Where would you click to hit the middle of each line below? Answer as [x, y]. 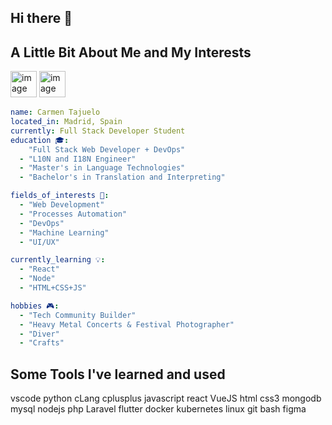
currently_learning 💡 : [58, 260]
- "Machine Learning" [64, 232]
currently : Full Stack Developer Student [98, 131]
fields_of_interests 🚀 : [60, 196]
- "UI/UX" [39, 242]
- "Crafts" [42, 343]
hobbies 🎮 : [35, 306]
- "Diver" [39, 334]
